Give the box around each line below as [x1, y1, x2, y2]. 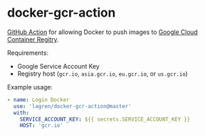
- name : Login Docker [7, 96, 70, 103]
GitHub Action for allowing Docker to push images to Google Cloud [7, 28, 198, 36]
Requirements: [7, 49, 48, 57]
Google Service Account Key [17, 62, 100, 70]
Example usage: [7, 83, 53, 91]
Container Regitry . [7, 35, 59, 43]
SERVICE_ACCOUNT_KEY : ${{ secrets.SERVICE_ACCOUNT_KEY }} [19, 116, 190, 123]
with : [13, 109, 30, 116]
